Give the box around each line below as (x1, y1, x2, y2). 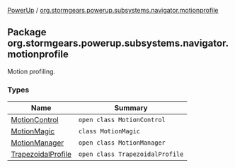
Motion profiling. (7, 67, 55, 76)
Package (7, 26, 47, 38)
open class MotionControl (78, 116, 166, 124)
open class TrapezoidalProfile (78, 150, 184, 158)
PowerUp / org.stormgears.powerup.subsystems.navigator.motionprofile (7, 6, 219, 14)
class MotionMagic (78, 127, 140, 136)
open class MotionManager (78, 139, 166, 147)
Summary (114, 103, 148, 113)
